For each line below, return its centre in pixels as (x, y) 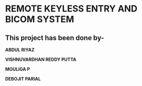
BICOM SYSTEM (40, 19)
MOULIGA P (17, 69)
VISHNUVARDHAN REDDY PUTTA (41, 59)
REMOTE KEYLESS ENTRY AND (71, 9)
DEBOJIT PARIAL (23, 79)
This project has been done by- (55, 38)
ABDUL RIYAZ (20, 50)
